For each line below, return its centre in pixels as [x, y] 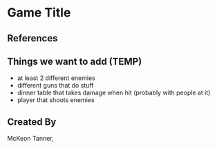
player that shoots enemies [56, 100]
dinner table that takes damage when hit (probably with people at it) [114, 93]
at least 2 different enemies [56, 78]
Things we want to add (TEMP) [75, 61]
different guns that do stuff [55, 86]
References [32, 38]
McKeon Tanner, [30, 139]
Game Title [39, 13]
